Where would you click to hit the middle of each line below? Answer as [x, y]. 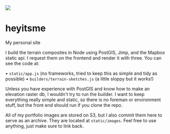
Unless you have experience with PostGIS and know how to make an [78, 89]
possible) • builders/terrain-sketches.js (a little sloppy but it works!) [80, 79]
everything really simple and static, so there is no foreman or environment [83, 100]
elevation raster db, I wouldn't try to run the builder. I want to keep [75, 94]
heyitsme [26, 28]
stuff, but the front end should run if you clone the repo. [64, 105]
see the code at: [23, 63]
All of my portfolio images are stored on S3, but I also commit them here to [84, 115]
